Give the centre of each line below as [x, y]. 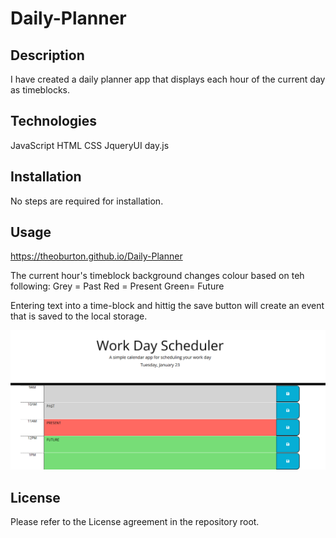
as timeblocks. [40, 90]
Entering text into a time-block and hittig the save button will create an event [167, 306]
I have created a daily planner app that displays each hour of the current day [168, 79]
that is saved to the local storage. [79, 316]
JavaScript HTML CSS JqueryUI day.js [90, 145]
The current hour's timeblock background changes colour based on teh [157, 276]
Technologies [54, 121]
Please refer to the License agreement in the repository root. [135, 522]
